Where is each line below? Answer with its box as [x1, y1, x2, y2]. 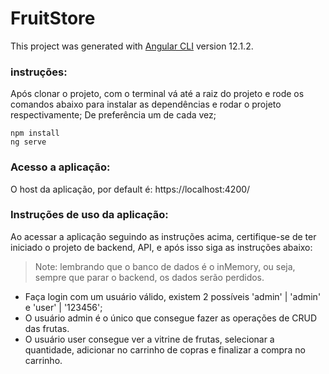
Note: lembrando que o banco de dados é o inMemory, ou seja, [34, 260, 296, 272]
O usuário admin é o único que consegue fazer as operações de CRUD [24, 312, 317, 324]
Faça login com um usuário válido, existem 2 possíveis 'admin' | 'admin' [24, 290, 322, 302]
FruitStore [10, 7, 96, 30]
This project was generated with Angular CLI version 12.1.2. [10, 40, 254, 52]
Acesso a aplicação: [10, 160, 111, 174]
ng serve [10, 137, 47, 147]
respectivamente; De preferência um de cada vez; [10, 109, 217, 121]
